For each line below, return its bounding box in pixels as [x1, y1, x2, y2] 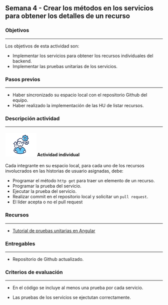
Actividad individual [37, 151, 80, 157]
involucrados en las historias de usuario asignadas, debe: [5, 168, 123, 174]
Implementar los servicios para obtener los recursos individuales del [12, 53, 153, 59]
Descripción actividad [5, 115, 60, 122]
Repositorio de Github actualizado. [12, 256, 84, 262]
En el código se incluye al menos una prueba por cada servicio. [12, 285, 143, 291]
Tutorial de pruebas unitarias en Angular [12, 227, 95, 233]
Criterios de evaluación [5, 269, 63, 275]
